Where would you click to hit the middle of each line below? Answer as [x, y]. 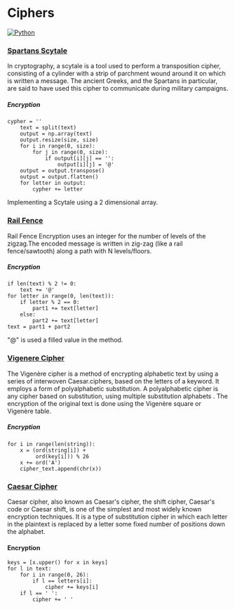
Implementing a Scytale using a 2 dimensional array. [83, 203]
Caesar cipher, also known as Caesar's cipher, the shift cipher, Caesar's [111, 502]
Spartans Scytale [38, 51]
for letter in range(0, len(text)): [61, 296]
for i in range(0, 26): [55, 575]
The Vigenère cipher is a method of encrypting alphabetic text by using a [113, 374]
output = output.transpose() [62, 171]
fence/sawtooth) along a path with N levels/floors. [80, 250]
